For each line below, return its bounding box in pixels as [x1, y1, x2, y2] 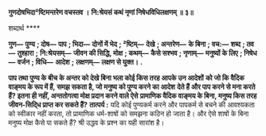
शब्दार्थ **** [8, 24, 41, 33]
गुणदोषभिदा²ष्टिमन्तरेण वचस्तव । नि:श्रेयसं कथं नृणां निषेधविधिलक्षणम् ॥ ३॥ [8, 8, 194, 17]
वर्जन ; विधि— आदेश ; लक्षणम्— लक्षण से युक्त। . [17, 57, 143, 67]
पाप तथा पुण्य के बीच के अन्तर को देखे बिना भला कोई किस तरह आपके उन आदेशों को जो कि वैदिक [8, 73, 244, 83]
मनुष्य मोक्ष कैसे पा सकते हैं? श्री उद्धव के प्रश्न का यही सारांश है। [8, 118, 165, 127]
